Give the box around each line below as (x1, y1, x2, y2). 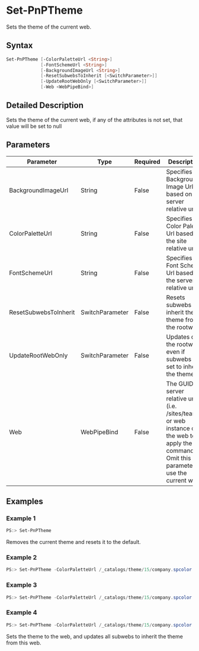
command (166, 446, 194, 455)
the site (166, 236, 187, 245)
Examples (6, 496, 43, 506)
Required (134, 157, 161, 165)
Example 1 (6, 514, 36, 522)
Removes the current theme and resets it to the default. (6, 539, 141, 546)
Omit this (166, 453, 191, 462)
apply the (166, 439, 192, 447)
